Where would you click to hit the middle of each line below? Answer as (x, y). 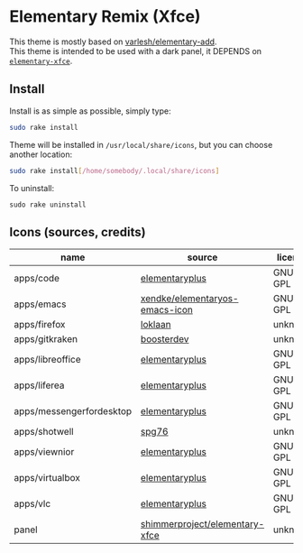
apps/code (37, 279)
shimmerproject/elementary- (202, 524)
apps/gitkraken (46, 339)
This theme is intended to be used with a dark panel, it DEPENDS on (136, 51)
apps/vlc (32, 504)
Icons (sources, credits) (78, 232)
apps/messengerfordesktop (73, 411)
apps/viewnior (44, 452)
